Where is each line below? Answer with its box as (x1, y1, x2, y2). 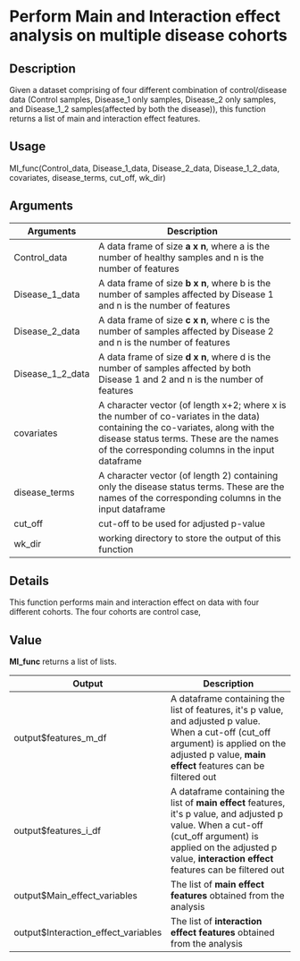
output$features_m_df (13, 732, 107, 744)
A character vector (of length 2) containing (97, 469, 279, 481)
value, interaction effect (171, 853, 274, 865)
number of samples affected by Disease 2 (97, 325, 274, 337)
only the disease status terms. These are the (97, 480, 285, 493)
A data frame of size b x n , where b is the (97, 276, 271, 289)
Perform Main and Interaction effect (9, 6, 281, 27)
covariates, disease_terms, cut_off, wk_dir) (9, 172, 167, 183)
